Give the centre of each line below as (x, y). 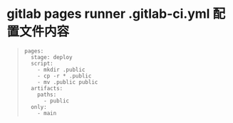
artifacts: (47, 88)
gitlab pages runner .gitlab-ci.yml (108, 14)
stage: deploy (52, 57)
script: (42, 63)
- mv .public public (68, 82)
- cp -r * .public (64, 76)
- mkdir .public (61, 70)
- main (47, 113)
